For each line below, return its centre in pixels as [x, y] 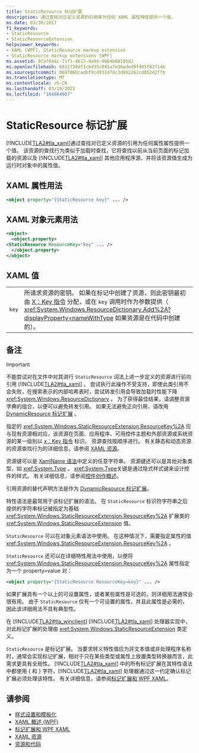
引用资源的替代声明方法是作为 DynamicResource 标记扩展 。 [79, 489]
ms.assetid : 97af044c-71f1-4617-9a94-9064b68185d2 [70, 61]
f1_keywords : [22, 28]
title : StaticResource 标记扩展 [44, 12]
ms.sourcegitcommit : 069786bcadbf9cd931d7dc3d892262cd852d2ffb [86, 72]
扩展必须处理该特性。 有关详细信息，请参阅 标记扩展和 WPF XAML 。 [89, 678]
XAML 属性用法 [34, 186]
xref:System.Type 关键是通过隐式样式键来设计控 [131, 469]
